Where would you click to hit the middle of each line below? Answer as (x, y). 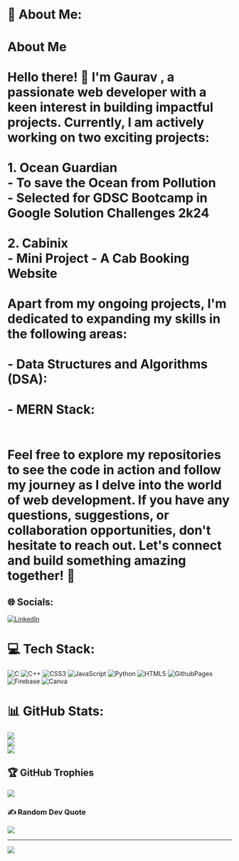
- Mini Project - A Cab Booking (99, 258)
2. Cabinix (38, 244)
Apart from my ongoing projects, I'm (117, 304)
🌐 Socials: (31, 602)
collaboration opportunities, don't (109, 531)
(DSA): (27, 379)
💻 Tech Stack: (51, 649)
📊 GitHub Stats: (56, 711)
